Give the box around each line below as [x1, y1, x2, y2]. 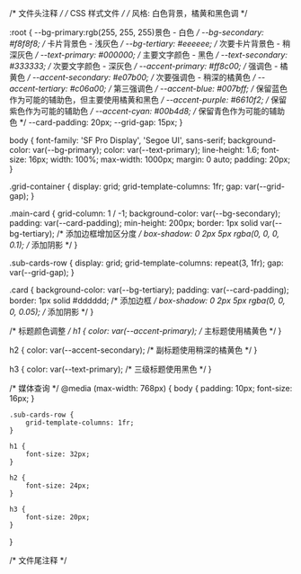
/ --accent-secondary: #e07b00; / [26, 72, 155, 83]
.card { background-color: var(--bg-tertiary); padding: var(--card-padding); [9, 284, 289, 295]
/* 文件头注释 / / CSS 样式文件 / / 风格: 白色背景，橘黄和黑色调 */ [9, 8, 248, 18]
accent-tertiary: [9, 84, 68, 94]
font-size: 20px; [25, 513, 91, 522]
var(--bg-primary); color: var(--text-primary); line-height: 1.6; [32, 145, 260, 155]
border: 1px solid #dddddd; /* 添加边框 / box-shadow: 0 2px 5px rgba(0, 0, [9, 295, 286, 306]
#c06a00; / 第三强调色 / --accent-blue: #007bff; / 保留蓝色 [69, 84, 288, 94]
